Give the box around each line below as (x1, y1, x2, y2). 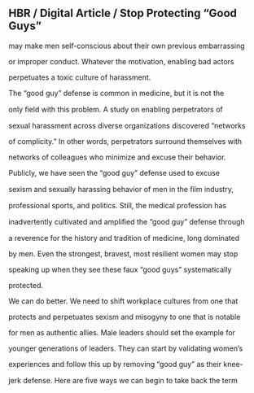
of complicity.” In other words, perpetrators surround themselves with (8, 136, 243, 146)
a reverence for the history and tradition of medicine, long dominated (8, 233, 240, 242)
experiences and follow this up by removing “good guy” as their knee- (8, 359, 244, 369)
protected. (8, 280, 43, 290)
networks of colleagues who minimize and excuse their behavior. (8, 152, 226, 162)
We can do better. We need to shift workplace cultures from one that (8, 296, 239, 306)
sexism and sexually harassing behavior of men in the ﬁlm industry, (8, 184, 234, 194)
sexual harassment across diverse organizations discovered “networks (8, 120, 246, 130)
